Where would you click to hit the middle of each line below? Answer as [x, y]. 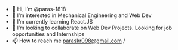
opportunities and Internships [48, 34]
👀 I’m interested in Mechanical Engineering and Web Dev [82, 15]
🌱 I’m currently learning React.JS [52, 21]
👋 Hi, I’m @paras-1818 [39, 9]
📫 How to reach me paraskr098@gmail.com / [68, 41]
